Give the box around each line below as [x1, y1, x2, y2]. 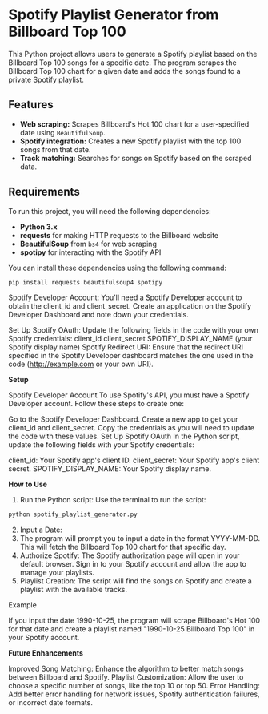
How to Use [8, 479, 48, 490]
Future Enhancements [8, 648, 84, 658]
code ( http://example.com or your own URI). [8, 359, 154, 369]
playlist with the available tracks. [19, 585, 128, 595]
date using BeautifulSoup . [19, 127, 106, 137]
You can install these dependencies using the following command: [8, 263, 226, 272]
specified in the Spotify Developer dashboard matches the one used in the [8, 351, 254, 361]
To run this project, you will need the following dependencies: [8, 206, 212, 216]
